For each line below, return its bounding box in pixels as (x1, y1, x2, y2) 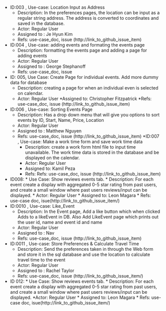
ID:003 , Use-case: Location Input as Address (10, 5, 105, 10)
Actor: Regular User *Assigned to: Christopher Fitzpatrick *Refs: (17, 96, 152, 102)
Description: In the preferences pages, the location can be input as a (17, 10, 160, 16)
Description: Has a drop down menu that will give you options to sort (17, 112, 160, 118)
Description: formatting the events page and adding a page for (17, 48, 147, 53)
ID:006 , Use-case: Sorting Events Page (10, 106, 93, 112)
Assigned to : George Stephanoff (17, 63, 86, 69)
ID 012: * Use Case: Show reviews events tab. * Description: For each (10, 278, 154, 284)
